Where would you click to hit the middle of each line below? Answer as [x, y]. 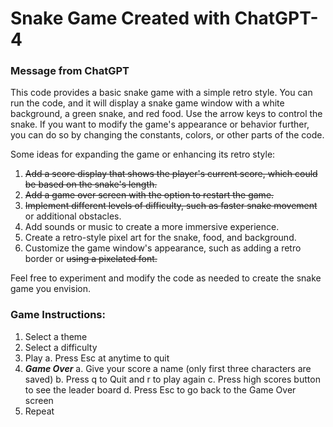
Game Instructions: [58, 315]
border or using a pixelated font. [91, 259]
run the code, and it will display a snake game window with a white [147, 103]
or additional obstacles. [73, 216]
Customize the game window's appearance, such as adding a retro [163, 248]
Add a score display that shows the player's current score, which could [171, 174]
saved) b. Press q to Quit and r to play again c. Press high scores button [172, 379]
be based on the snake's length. [91, 184]
